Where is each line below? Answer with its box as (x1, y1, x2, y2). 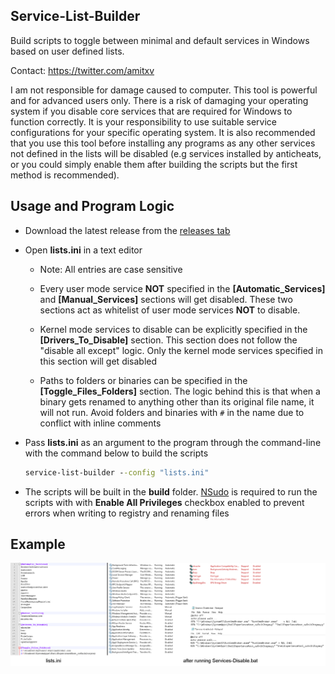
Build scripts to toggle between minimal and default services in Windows (10, 34, 310, 46)
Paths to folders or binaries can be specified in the (39, 374, 248, 386)
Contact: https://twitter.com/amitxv (10, 64, 155, 76)
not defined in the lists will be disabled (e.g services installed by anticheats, (10, 147, 322, 159)
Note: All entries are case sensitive (39, 263, 183, 275)
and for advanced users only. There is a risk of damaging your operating (10, 94, 309, 106)
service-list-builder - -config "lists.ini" (24, 467, 210, 478)
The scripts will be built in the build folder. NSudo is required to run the (24, 485, 318, 498)
